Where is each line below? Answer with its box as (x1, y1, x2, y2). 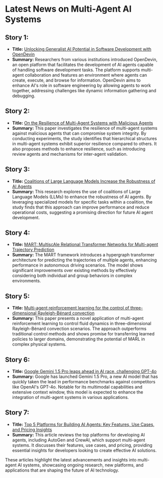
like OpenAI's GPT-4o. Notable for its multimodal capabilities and (12, 384, 143, 390)
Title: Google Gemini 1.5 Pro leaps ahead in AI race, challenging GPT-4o (12, 369, 157, 374)
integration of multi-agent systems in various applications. (12, 395, 129, 400)
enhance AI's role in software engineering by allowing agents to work (12, 83, 151, 88)
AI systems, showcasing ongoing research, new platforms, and (18, 462, 144, 468)
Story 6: (5, 355, 30, 364)
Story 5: (5, 292, 30, 300)
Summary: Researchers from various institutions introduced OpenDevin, (12, 57, 158, 62)
